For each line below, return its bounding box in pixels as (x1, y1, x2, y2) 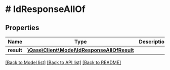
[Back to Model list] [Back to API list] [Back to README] (5, 59, 121, 65)
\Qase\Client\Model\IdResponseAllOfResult (27, 46, 134, 53)
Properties (5, 23, 39, 32)
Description (139, 38, 168, 45)
